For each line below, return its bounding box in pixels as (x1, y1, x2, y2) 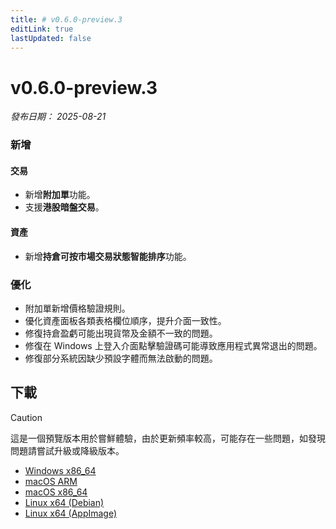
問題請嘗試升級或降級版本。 (10, 444, 125, 456)
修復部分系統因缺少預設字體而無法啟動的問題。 (24, 352, 218, 364)
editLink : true (10, 24, 74, 34)
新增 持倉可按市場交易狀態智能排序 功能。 (24, 250, 192, 262)
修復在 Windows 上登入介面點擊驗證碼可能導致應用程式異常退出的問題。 (24, 339, 323, 351)
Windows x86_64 (24, 464, 97, 476)
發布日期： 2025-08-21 (10, 111, 107, 123)
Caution (10, 411, 43, 423)
